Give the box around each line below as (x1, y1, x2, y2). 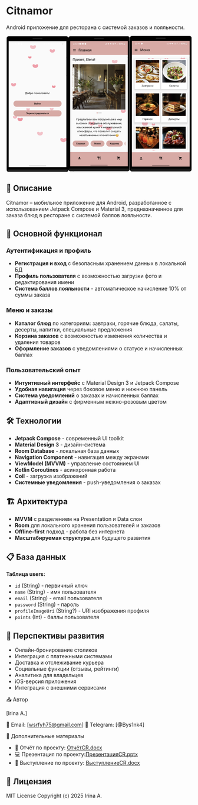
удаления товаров (14, 339, 61, 346)
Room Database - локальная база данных (14, 447, 120, 454)
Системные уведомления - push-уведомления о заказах (14, 478, 161, 486)
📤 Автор (6, 696, 28, 703)
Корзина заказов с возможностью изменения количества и (14, 332, 167, 339)
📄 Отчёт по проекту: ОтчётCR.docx (14, 744, 103, 751)
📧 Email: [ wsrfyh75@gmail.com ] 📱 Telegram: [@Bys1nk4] (6, 721, 145, 729)
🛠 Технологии (6, 416, 62, 426)
